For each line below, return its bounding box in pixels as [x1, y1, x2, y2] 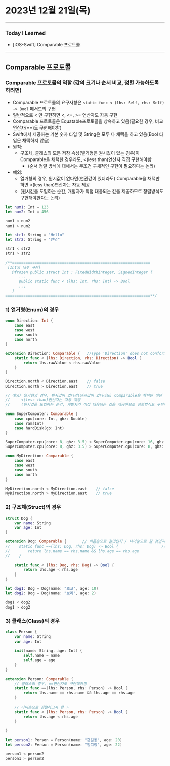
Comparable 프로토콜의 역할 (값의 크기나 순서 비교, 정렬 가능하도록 [5, 79, 159, 86]
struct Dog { [5, 516, 33, 521]
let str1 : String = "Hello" [5, 232, 65, 238]
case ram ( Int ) [14, 421, 44, 426]
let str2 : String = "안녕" [5, 237, 60, 242]
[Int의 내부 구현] [7, 265, 41, 270]
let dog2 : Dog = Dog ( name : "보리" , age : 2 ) [5, 590, 96, 596]
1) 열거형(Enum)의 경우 [5, 306, 59, 313]
